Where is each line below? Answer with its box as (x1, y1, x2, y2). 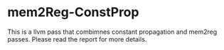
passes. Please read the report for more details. (7, 35, 147, 43)
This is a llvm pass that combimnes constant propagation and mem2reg (7, 27, 218, 36)
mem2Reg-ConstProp (7, 4, 139, 20)
